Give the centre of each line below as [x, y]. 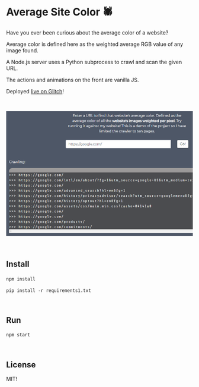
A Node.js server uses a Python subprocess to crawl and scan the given [94, 62]
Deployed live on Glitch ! [35, 91]
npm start [18, 335]
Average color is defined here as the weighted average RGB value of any [95, 44]
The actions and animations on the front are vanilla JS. [73, 80]
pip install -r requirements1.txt [49, 290]
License [21, 365]
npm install [21, 279]
